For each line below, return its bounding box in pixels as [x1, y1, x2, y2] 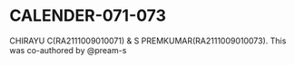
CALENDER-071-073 [9, 5, 166, 26]
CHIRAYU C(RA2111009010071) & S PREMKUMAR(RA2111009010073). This [9, 35, 287, 46]
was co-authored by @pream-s [9, 44, 127, 55]
